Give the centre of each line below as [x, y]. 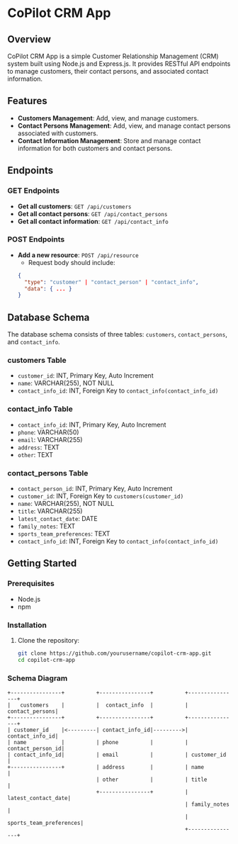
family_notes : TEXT [46, 526]
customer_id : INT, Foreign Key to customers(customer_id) [101, 496]
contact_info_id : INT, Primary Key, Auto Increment [92, 424]
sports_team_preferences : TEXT [64, 534]
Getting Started [42, 564]
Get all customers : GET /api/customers [74, 206]
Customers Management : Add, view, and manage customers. [108, 118]
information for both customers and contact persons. [95, 148]
